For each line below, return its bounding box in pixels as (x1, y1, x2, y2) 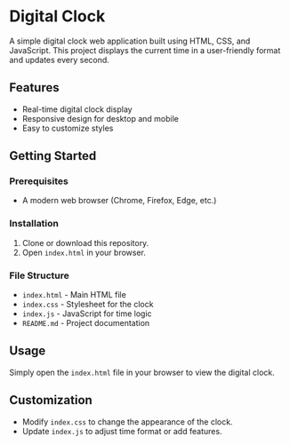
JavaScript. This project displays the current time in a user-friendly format (9, 44, 281, 55)
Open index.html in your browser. (21, 247, 147, 258)
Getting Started (9, 148, 97, 163)
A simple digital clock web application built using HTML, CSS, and (9, 36, 251, 46)
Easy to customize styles (21, 123, 114, 133)
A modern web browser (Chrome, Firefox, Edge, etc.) (21, 195, 217, 206)
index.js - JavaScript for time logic (21, 308, 153, 319)
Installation (9, 218, 60, 230)
